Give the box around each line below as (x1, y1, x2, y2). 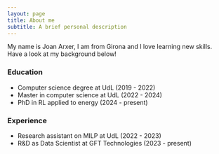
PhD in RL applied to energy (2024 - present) (17, 98, 149, 106)
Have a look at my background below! (7, 50, 117, 58)
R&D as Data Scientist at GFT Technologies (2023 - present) (17, 139, 192, 147)
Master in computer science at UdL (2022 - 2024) (17, 90, 163, 99)
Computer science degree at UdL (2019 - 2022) (17, 83, 156, 92)
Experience (7, 115, 47, 125)
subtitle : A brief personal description (7, 23, 128, 30)
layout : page (7, 10, 46, 17)
